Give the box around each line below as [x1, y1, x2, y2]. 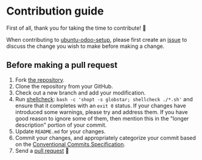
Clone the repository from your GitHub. [15, 82, 114, 90]
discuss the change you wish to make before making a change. [6, 42, 165, 50]
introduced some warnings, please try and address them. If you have [15, 108, 188, 116]
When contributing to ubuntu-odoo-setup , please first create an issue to [6, 36, 187, 43]
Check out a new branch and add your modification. [15, 89, 146, 96]
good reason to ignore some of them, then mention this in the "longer [15, 115, 189, 122]
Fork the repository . [15, 76, 65, 83]
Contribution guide [6, 4, 104, 18]
